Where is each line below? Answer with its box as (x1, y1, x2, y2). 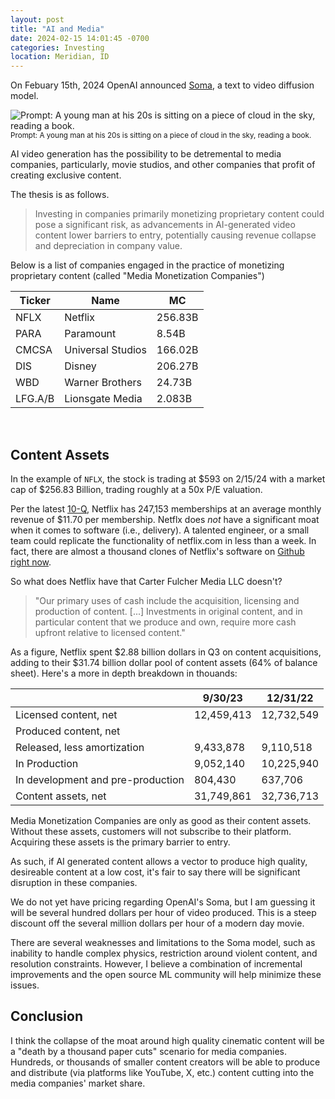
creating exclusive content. (10, 169, 122, 181)
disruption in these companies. (10, 876, 138, 888)
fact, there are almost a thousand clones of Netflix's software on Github (10, 545, 305, 557)
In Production (15, 756, 79, 770)
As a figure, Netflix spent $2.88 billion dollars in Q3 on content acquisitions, (10, 646, 322, 658)
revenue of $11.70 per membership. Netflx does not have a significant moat (10, 513, 320, 525)
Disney (64, 359, 97, 373)
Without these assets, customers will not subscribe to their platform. (10, 825, 292, 837)
